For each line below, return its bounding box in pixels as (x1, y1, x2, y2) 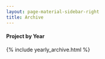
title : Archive (6, 14, 44, 20)
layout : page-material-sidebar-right (6, 8, 100, 15)
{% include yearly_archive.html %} (6, 46, 91, 53)
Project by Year (6, 33, 45, 40)
